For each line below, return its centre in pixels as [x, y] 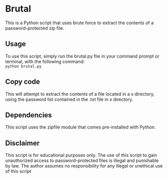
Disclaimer [22, 143]
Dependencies [29, 115]
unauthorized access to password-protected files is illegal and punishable [82, 161]
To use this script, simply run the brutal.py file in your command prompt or [82, 56]
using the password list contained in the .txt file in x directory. [69, 99]
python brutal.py [23, 66]
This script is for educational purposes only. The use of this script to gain [81, 155]
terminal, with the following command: [45, 62]
